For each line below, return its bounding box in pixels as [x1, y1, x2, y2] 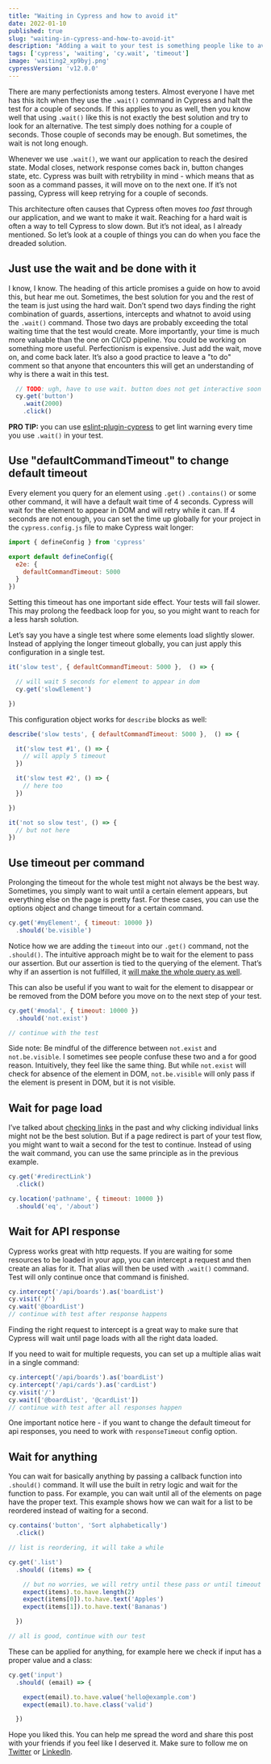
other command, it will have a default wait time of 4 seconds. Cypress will [8, 497, 254, 506]
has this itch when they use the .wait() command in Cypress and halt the [8, 95, 253, 105]
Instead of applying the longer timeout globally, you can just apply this [8, 639, 242, 649]
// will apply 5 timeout [23, 752, 106, 760]
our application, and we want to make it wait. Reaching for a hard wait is [8, 212, 248, 222]
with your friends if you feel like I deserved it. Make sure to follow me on [8, 1738, 248, 1748]
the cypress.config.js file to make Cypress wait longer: [8, 522, 194, 532]
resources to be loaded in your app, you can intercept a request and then [8, 1254, 252, 1264]
